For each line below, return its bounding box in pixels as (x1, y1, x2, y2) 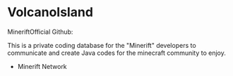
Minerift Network (17, 62, 67, 70)
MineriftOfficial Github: (7, 27, 73, 36)
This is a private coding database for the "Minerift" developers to (7, 41, 196, 49)
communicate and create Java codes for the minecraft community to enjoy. (7, 49, 226, 57)
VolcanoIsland (7, 4, 94, 20)
